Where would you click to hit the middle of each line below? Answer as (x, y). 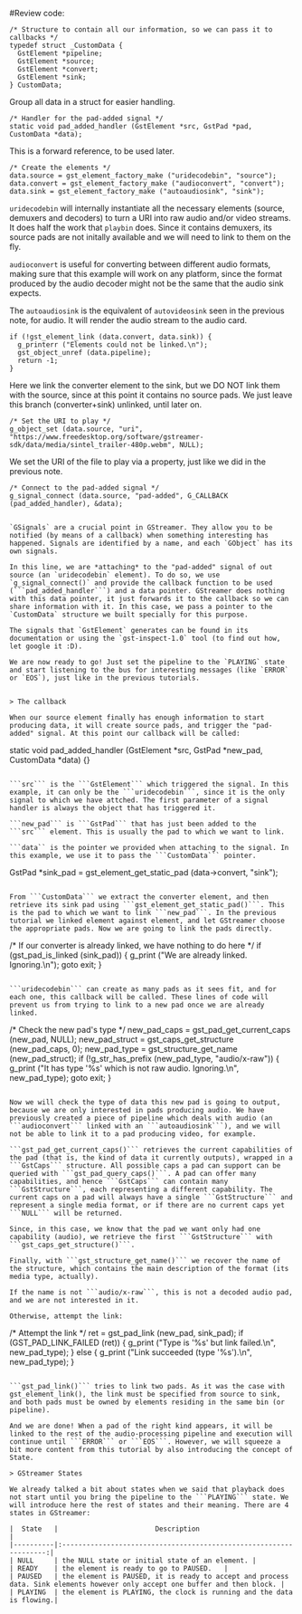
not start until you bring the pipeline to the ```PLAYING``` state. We (149, 1497)
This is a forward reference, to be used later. (92, 151)
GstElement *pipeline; (60, 53)
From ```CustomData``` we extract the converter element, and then (139, 897)
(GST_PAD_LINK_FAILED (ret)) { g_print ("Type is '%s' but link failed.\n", (143, 1342)
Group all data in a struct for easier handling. (92, 102)
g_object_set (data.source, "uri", (76, 429)
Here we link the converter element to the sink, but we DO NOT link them (145, 385)
